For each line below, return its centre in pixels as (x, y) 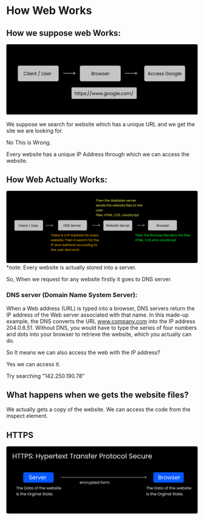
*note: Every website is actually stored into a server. (71, 267)
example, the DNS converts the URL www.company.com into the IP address (101, 321)
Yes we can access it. (33, 364)
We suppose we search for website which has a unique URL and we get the (101, 124)
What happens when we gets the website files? (98, 395)
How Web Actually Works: (57, 180)
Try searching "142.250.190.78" (46, 376)
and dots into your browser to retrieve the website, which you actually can (99, 334)
